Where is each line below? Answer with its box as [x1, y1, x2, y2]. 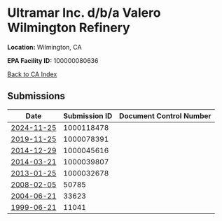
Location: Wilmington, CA [7, 43, 82, 51]
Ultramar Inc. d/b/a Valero [7, 5, 161, 21]
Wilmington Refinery [7, 20, 131, 36]
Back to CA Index [7, 70, 57, 78]
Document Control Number [118, 110, 211, 120]
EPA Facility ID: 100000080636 [7, 56, 99, 64]
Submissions [7, 90, 65, 102]
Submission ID [62, 110, 113, 120]
